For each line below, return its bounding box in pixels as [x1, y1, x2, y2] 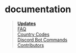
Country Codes [17, 31, 49, 37]
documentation [5, 4, 71, 15]
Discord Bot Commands [17, 37, 67, 43]
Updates [17, 20, 36, 26]
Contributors [17, 42, 44, 48]
